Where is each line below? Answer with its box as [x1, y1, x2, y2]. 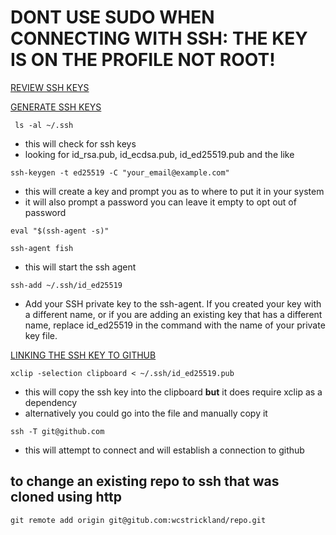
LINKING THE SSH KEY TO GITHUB [10, 349, 157, 361]
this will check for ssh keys [24, 137, 137, 150]
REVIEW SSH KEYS [10, 81, 90, 93]
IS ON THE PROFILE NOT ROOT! [10, 49, 276, 71]
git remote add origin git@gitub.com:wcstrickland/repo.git [10, 515, 267, 525]
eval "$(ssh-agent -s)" [10, 226, 110, 236]
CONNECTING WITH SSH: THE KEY [10, 27, 308, 50]
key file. [24, 329, 58, 341]
